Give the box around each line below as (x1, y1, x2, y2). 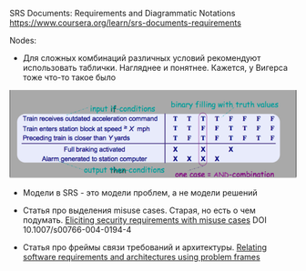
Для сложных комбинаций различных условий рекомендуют (22, 53, 261, 63)
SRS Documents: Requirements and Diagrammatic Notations (9, 8, 236, 18)
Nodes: (9, 35, 37, 45)
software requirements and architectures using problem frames (22, 252, 261, 263)
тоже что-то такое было (22, 72, 117, 83)
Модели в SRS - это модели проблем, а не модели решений (22, 187, 258, 198)
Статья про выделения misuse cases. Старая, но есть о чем (22, 205, 257, 216)
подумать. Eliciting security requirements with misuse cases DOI (22, 215, 267, 226)
